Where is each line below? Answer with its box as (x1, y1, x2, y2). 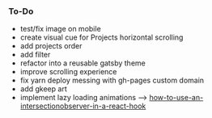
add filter (19, 50, 51, 60)
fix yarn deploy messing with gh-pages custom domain (19, 75, 205, 86)
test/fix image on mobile (19, 24, 101, 34)
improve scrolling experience (19, 67, 117, 77)
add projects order (19, 41, 83, 51)
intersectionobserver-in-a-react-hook (19, 101, 146, 111)
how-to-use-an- (149, 93, 204, 103)
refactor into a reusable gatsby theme (19, 58, 146, 68)
